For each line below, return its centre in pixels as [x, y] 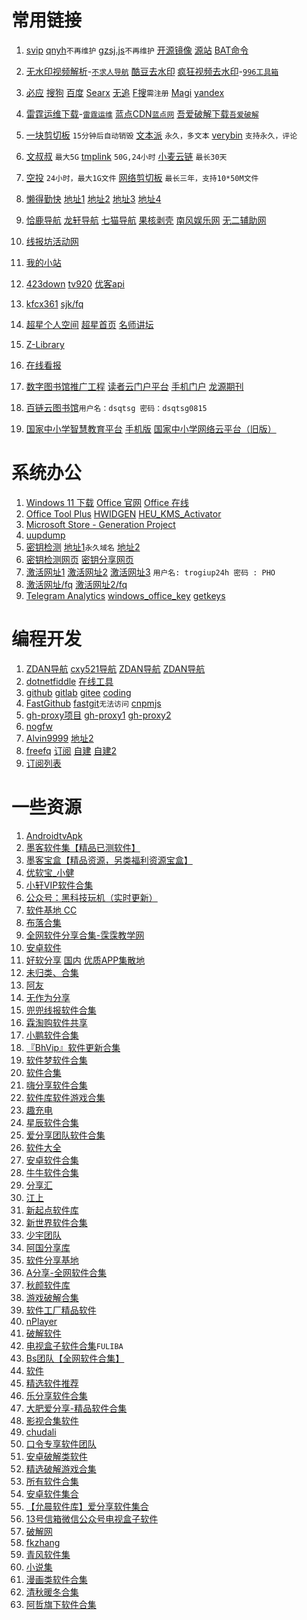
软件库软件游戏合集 [65, 1097]
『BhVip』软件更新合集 [73, 1047]
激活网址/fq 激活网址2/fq [76, 584]
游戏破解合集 [52, 1297]
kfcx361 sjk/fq [54, 303]
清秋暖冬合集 [52, 1592]
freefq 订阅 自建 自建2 [71, 750]
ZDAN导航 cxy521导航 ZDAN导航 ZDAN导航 [115, 668]
